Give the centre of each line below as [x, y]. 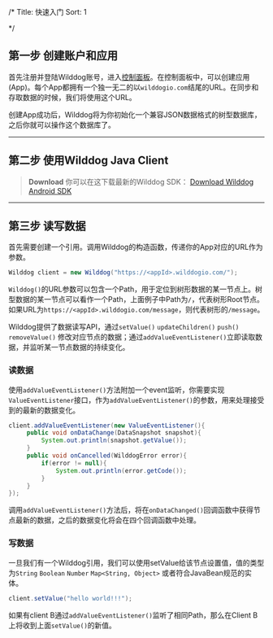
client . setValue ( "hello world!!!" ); [70, 598]
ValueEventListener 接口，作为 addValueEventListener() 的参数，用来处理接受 [136, 400]
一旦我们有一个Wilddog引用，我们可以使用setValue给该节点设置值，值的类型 [136, 562]
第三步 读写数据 [47, 226]
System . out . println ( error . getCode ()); [121, 470]
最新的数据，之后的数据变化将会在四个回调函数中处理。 [108, 520]
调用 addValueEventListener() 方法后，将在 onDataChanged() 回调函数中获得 [131, 510]
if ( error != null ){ [74, 463]
